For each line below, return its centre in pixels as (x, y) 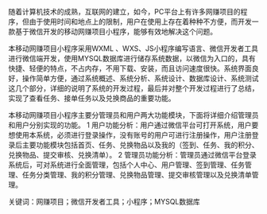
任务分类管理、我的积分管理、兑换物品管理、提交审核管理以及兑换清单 (137, 175)
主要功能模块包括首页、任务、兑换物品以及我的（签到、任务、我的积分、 (140, 145)
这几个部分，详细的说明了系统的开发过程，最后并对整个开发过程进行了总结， (133, 88)
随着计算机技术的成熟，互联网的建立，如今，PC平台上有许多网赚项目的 (124, 12)
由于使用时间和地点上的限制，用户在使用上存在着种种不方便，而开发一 (144, 21)
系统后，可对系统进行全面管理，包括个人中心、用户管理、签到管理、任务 (126, 165)
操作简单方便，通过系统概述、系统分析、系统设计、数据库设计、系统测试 (140, 78)
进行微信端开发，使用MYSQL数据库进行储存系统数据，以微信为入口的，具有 (132, 58)
